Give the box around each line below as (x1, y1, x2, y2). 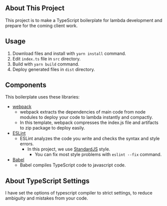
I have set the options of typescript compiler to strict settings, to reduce (5, 190, 153, 196)
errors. (19, 141, 34, 147)
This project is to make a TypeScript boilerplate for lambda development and (5, 17, 163, 23)
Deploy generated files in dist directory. (12, 66, 95, 72)
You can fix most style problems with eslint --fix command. (34, 151, 162, 157)
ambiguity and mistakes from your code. (5, 195, 88, 201)
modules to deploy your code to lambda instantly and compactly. (19, 114, 154, 120)
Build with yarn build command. (12, 61, 80, 67)
